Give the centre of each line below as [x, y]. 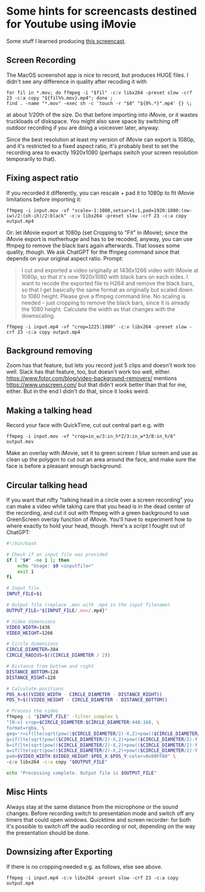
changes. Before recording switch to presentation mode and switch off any [100, 813]
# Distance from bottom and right [50, 666]
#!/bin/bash [21, 544]
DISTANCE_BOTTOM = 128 [33, 672]
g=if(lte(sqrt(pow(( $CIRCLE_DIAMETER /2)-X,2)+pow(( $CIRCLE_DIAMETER [95, 739]
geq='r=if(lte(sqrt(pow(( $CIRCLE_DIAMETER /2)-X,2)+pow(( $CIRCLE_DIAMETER [102, 733]
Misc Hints [27, 792]
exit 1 [26, 572]
